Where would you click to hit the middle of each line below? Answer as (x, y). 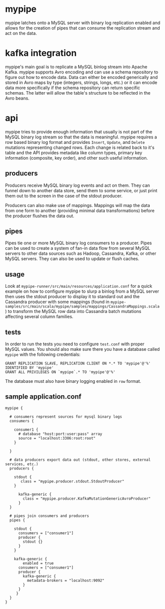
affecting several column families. (39, 317)
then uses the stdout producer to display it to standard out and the (72, 297)
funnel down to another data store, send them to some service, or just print (81, 190)
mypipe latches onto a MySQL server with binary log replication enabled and (83, 23)
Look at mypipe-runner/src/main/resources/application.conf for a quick (79, 286)
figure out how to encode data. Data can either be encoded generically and (82, 77)
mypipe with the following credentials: (43, 355)
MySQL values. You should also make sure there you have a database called (82, 349)
